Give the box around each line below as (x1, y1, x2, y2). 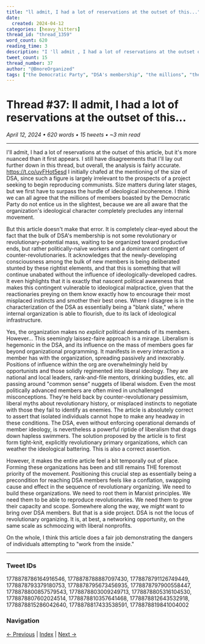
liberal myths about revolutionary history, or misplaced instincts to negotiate (6, 400, 197, 407)
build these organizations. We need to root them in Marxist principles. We (6, 490, 191, 497)
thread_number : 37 (6, 60, 53, 66)
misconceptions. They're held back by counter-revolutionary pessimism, (6, 393, 189, 401)
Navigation (6, 616, 40, 625)
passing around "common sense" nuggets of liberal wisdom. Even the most (6, 380, 196, 388)
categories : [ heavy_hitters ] (6, 26, 81, 32)
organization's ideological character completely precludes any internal (6, 207, 184, 215)
